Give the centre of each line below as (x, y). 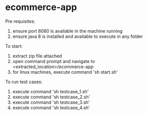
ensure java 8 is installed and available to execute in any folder (78, 36)
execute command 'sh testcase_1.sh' (51, 91)
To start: (14, 46)
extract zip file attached (37, 56)
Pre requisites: (20, 21)
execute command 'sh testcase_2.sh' (51, 97)
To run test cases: (24, 82)
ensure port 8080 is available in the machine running (67, 31)
